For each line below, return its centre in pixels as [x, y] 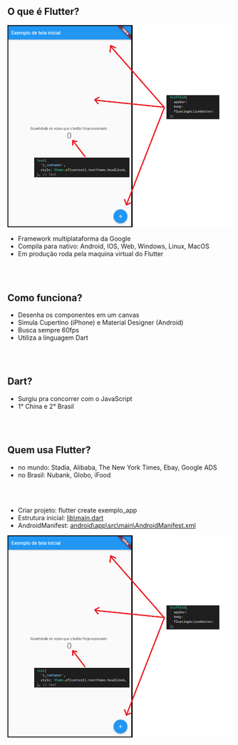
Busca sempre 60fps [48, 330]
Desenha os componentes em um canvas [78, 315]
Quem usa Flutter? [49, 450]
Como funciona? [45, 298]
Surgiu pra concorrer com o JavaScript [75, 398]
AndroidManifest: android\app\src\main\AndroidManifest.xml [107, 525]
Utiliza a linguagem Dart [53, 338]
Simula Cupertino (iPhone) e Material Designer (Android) [100, 323]
